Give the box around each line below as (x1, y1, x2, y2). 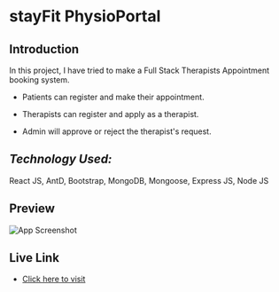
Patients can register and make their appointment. (21, 91, 205, 102)
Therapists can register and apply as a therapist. (21, 109, 199, 119)
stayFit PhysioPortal (9, 6, 161, 27)
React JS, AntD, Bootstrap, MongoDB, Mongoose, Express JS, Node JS (9, 175, 269, 185)
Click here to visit (21, 273, 86, 285)
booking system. (9, 75, 70, 85)
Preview (9, 201, 56, 217)
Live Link (9, 250, 60, 265)
